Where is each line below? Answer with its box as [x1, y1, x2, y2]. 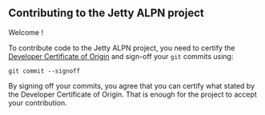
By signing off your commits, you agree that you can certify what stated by [8, 81, 255, 90]
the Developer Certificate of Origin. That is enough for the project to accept [8, 89, 258, 99]
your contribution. [8, 97, 68, 107]
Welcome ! [8, 27, 44, 37]
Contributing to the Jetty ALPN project [8, 6, 204, 20]
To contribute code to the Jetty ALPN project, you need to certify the [8, 43, 235, 53]
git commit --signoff [8, 67, 81, 75]
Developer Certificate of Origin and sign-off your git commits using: [8, 51, 234, 61]
